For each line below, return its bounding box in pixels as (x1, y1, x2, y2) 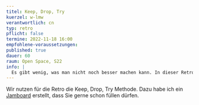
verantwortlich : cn (6, 20, 54, 26)
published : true (6, 47, 46, 53)
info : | (6, 63, 25, 70)
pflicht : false (6, 31, 44, 37)
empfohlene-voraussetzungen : (6, 42, 78, 48)
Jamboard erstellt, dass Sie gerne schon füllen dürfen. (6, 92, 139, 99)
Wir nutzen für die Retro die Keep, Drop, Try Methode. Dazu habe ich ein (6, 85, 184, 93)
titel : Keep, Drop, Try (6, 8, 65, 15)
